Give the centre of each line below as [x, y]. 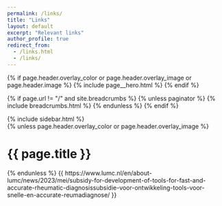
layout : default [30, 26]
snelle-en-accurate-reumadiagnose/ [59, 195]
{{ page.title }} [49, 153]
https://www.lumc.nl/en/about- [108, 173]
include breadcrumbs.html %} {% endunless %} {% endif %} [93, 105]
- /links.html [33, 52]
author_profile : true [38, 39]
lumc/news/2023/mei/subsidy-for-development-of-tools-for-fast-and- [107, 180]
